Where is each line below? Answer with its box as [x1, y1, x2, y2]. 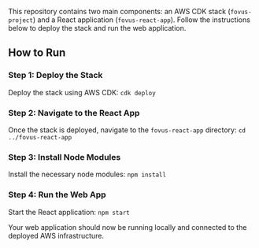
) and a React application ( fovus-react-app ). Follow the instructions [32, 15, 250, 24]
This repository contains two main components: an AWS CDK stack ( [8, 7, 231, 16]
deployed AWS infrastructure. [8, 231, 105, 240]
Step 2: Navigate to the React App [8, 107, 140, 118]
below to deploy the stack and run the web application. [8, 24, 187, 32]
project [8, 17, 34, 24]
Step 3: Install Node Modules [8, 151, 121, 162]
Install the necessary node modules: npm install [8, 169, 167, 180]
